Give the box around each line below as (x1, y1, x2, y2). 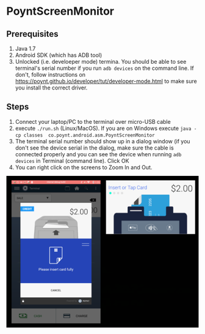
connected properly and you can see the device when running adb (15, 150, 182, 158)
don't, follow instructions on (15, 71, 86, 78)
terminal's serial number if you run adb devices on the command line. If (15, 64, 194, 72)
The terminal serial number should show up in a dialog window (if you (15, 137, 190, 145)
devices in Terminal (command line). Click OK (15, 157, 129, 164)
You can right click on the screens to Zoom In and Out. (15, 164, 153, 171)
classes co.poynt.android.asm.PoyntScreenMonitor (23, 132, 155, 139)
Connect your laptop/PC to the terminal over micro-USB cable (15, 118, 171, 125)
